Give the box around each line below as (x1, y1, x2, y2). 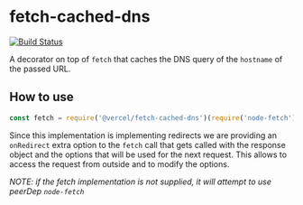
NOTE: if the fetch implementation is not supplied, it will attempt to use (9, 176, 272, 187)
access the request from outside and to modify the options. (9, 158, 230, 169)
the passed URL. (9, 63, 71, 74)
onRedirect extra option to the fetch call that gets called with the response (9, 139, 286, 150)
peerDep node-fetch (9, 185, 85, 196)
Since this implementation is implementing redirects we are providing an (9, 129, 278, 141)
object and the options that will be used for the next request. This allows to (9, 149, 287, 160)
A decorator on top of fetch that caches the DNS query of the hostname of (9, 53, 283, 64)
